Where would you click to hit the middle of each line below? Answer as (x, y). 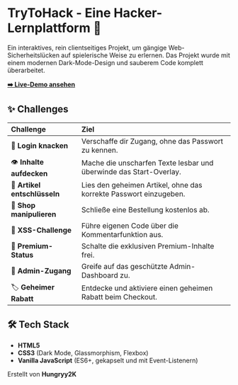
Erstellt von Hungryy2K (42, 374)
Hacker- (138, 13)
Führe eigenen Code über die (130, 226)
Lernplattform (49, 28)
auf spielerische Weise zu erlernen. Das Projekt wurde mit (146, 55)
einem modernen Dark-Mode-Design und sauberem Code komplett (106, 62)
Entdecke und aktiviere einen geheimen (147, 288)
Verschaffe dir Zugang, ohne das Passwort (152, 141)
